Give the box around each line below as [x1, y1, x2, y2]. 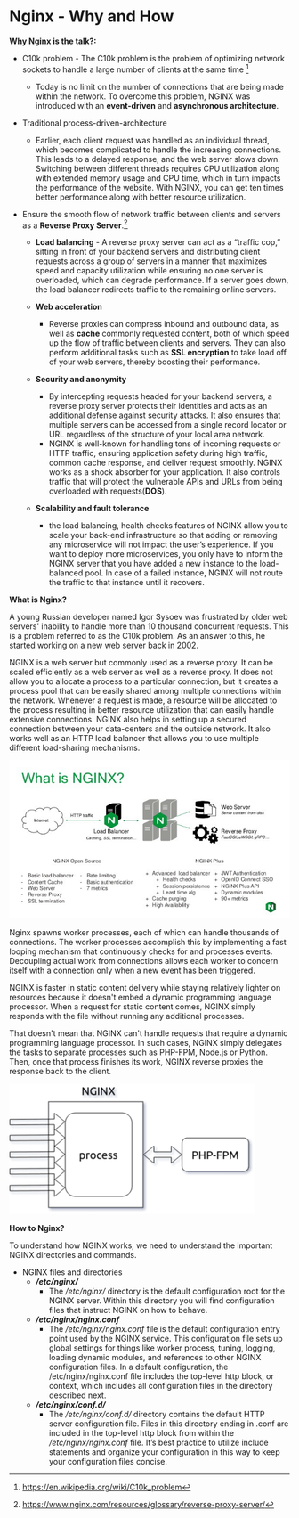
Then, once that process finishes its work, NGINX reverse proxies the [9, 1056, 263, 1066]
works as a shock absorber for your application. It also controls [48, 467, 280, 477]
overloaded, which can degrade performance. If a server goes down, [35, 274, 289, 286]
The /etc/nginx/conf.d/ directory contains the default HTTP [48, 1408, 265, 1419]
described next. [48, 1390, 107, 1400]
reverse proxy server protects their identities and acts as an [48, 401, 268, 412]
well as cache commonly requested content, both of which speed [48, 328, 290, 339]
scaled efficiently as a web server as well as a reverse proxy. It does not [9, 666, 273, 678]
